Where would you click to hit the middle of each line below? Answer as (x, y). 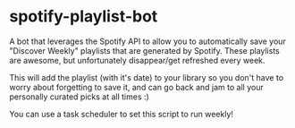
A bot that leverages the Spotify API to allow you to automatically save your (147, 41)
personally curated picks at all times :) (79, 97)
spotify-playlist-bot (84, 17)
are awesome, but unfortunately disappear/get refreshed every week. (137, 60)
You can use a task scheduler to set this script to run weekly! (122, 114)
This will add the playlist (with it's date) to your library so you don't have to (147, 77)
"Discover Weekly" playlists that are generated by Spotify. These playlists (144, 50)
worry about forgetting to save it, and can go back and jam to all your (136, 87)
